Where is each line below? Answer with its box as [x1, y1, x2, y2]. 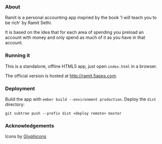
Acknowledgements [5, 122, 54, 129]
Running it [5, 52, 30, 59]
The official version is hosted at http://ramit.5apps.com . [5, 73, 118, 79]
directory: [5, 101, 25, 107]
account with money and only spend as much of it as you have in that [5, 34, 146, 40]
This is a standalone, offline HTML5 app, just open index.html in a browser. [5, 63, 157, 69]
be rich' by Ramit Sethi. [5, 20, 53, 26]
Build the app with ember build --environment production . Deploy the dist [5, 96, 156, 102]
